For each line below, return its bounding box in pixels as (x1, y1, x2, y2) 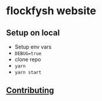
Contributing (6, 86, 54, 96)
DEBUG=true (14, 51, 42, 57)
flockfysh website (6, 4, 97, 18)
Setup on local (6, 28, 60, 38)
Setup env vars (14, 43, 52, 50)
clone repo (14, 56, 41, 63)
